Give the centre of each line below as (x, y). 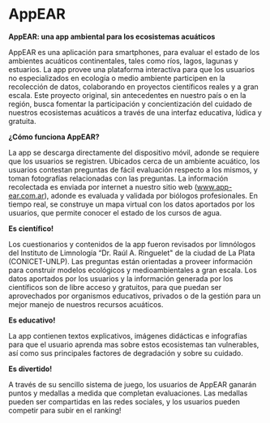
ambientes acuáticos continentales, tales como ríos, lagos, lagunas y (123, 61)
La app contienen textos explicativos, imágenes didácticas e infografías (128, 335)
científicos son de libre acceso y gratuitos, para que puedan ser (115, 287)
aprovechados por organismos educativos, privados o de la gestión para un (135, 296)
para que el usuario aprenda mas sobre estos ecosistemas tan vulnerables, (134, 344)
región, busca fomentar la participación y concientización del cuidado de (131, 104)
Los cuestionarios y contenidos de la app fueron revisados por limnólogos (132, 244)
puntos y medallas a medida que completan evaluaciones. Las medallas (128, 393)
